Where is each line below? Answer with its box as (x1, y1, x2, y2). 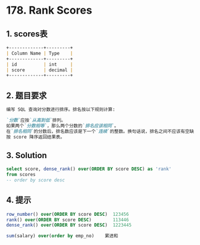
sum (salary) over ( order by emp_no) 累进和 (6, 233, 118, 239)
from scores (6, 172, 36, 178)
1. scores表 (6, 29, 48, 39)
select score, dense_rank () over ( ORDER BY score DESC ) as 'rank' (6, 166, 171, 172)
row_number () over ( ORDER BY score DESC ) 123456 (6, 211, 129, 217)
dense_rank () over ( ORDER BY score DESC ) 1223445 (6, 222, 132, 228)
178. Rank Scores (6, 4, 92, 17)
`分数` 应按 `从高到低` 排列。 (6, 117, 66, 123)
